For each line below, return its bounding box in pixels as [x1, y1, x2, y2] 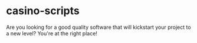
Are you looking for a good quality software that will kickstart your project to [6, 24, 191, 31]
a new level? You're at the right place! [6, 29, 97, 37]
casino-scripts [6, 4, 80, 18]
